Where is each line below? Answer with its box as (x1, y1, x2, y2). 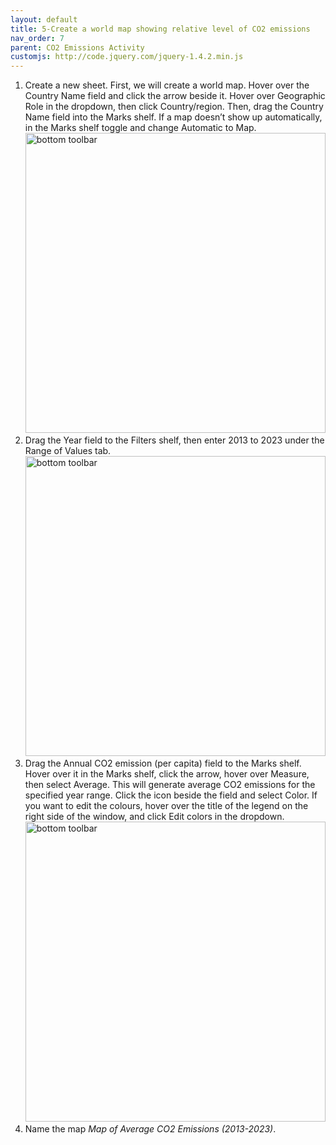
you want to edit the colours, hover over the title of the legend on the (24, 800, 309, 812)
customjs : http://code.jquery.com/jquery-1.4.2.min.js (10, 52, 244, 62)
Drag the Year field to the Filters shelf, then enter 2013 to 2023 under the (24, 434, 325, 446)
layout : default (10, 14, 78, 25)
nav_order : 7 (10, 33, 65, 43)
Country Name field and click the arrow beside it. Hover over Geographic (24, 90, 326, 102)
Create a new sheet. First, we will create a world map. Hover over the (24, 79, 310, 91)
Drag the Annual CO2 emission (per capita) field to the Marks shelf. (24, 757, 302, 770)
